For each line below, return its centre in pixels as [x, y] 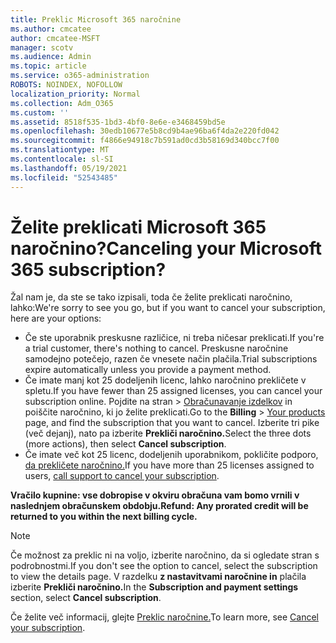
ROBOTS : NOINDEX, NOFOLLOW [66, 85]
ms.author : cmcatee [51, 29]
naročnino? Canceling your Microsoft [166, 248]
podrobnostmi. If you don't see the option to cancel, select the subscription [164, 566]
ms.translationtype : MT [60, 150]
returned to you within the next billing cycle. [104, 517]
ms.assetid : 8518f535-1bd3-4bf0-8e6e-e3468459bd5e [118, 122]
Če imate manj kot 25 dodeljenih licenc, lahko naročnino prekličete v [165, 380]
